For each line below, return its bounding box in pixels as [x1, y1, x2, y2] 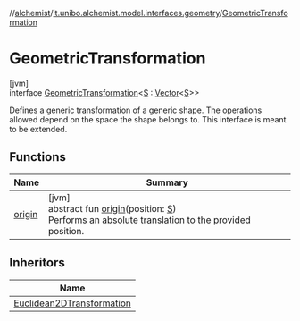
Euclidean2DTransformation [13, 297, 131, 309]
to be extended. [9, 123, 68, 134]
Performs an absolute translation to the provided [47, 214, 252, 226]
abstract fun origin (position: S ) [47, 202, 177, 215]
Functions [9, 149, 67, 165]
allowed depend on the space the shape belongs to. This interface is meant [9, 114, 287, 124]
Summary [146, 176, 189, 189]
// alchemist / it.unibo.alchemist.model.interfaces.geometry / [9, 8, 223, 18]
